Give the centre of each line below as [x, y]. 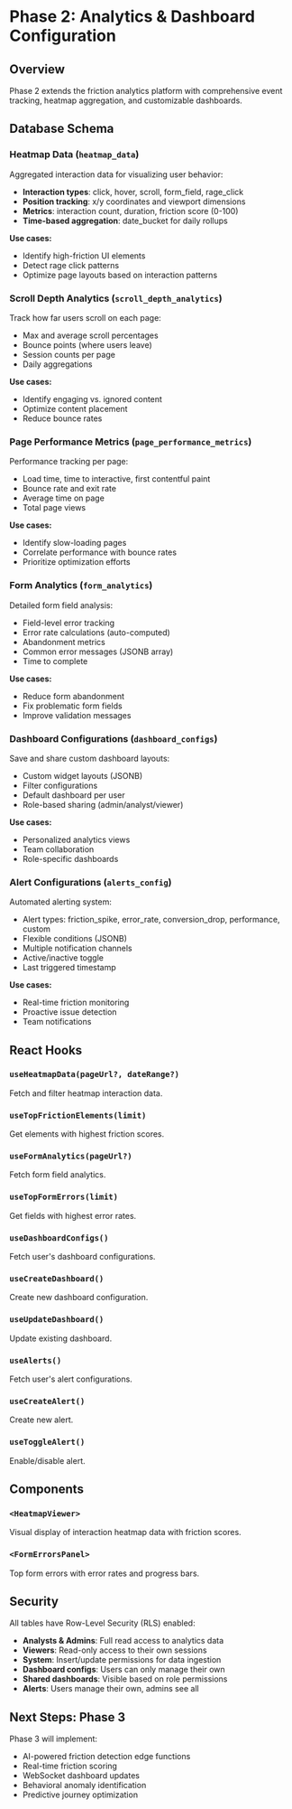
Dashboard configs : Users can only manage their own [123, 1670]
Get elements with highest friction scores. [87, 1134]
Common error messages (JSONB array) [98, 651]
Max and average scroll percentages [91, 335]
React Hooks [46, 1050]
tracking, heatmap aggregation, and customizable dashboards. [126, 100]
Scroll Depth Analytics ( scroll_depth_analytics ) [116, 298]
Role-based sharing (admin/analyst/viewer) [103, 804]
